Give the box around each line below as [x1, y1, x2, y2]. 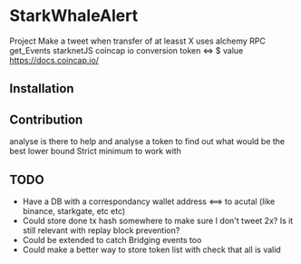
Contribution [9, 112, 83, 127]
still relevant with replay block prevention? [22, 224, 180, 236]
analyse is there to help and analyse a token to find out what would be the [9, 136, 286, 147]
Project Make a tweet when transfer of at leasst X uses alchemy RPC [9, 35, 266, 46]
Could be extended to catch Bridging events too [22, 234, 202, 245]
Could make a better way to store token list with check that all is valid [22, 244, 281, 255]
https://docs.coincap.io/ [9, 54, 100, 65]
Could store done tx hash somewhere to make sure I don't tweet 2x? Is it [22, 215, 294, 226]
